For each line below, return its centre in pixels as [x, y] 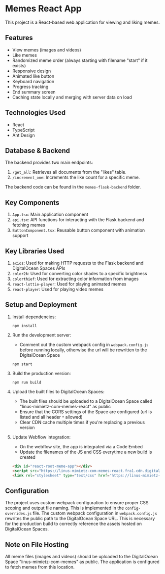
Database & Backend [38, 151]
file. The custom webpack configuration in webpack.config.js [95, 513]
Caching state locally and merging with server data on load [72, 97]
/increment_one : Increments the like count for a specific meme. [76, 177]
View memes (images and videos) [47, 49]
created [27, 457]
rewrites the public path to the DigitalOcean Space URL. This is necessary [80, 519]
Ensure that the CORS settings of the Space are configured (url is [86, 412]
